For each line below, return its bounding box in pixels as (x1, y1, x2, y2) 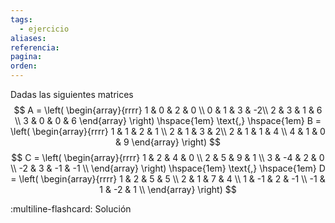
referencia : (10, 42, 60, 53)
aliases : (10, 33, 47, 43)
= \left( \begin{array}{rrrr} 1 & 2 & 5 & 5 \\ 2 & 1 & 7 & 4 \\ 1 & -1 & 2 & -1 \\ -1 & (10, 173, 326, 185)
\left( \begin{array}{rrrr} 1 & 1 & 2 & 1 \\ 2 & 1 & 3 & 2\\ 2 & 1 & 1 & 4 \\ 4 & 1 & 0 (10, 126, 326, 137)
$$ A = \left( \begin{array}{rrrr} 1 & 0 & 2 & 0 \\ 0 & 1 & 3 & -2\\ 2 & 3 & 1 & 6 (13, 104, 323, 116)
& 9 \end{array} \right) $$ (115, 136, 221, 148)
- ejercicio (19, 24, 70, 34)
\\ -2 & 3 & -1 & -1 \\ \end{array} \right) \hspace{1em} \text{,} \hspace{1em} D (10, 162, 326, 174)
